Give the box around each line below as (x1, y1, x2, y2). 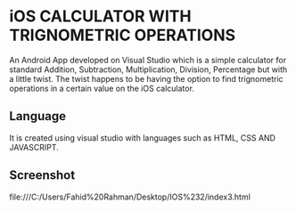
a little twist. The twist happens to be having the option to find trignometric (9, 73, 284, 84)
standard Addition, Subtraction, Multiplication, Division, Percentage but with (9, 64, 288, 75)
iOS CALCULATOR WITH (9, 6, 192, 27)
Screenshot (9, 167, 76, 183)
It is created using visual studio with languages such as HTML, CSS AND (9, 132, 276, 143)
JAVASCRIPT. (9, 142, 60, 152)
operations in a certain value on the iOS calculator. (9, 83, 194, 93)
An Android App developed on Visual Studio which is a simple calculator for (9, 54, 287, 65)
